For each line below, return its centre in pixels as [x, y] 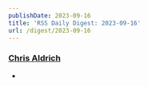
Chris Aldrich [35, 58]
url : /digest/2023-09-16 [50, 30]
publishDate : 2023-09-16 [50, 16]
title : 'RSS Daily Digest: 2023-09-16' [75, 23]
